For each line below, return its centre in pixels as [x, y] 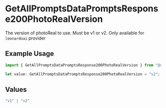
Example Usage [30, 54]
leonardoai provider [25, 38]
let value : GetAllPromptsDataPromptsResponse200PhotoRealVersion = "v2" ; [83, 74]
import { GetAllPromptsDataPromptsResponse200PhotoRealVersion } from [79, 65]
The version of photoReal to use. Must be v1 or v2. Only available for [75, 33]
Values [16, 89]
